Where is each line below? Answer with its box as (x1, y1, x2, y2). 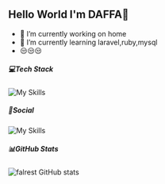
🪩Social (8, 105, 34, 115)
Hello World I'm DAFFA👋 (8, 8, 129, 21)
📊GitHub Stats (8, 144, 59, 154)
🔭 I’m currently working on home (19, 29, 127, 38)
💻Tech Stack (8, 64, 54, 74)
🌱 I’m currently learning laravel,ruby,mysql (19, 37, 158, 47)
